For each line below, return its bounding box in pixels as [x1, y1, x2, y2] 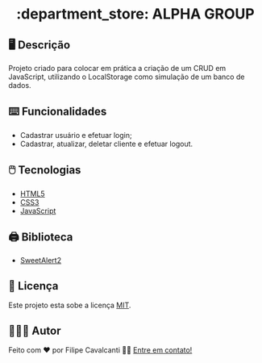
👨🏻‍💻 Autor [8, 323, 61, 337]
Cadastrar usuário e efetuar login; [19, 130, 132, 140]
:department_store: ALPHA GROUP [15, 5, 256, 23]
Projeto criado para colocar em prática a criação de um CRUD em [8, 64, 227, 73]
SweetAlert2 [19, 256, 62, 265]
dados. [8, 81, 31, 90]
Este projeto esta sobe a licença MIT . [8, 300, 131, 311]
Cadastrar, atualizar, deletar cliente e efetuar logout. [19, 139, 193, 148]
